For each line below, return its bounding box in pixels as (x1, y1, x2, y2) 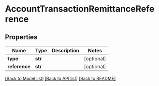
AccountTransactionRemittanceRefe (5, 3, 155, 14)
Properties (5, 33, 38, 41)
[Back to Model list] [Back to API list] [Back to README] (5, 76, 116, 81)
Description (51, 47, 80, 54)
